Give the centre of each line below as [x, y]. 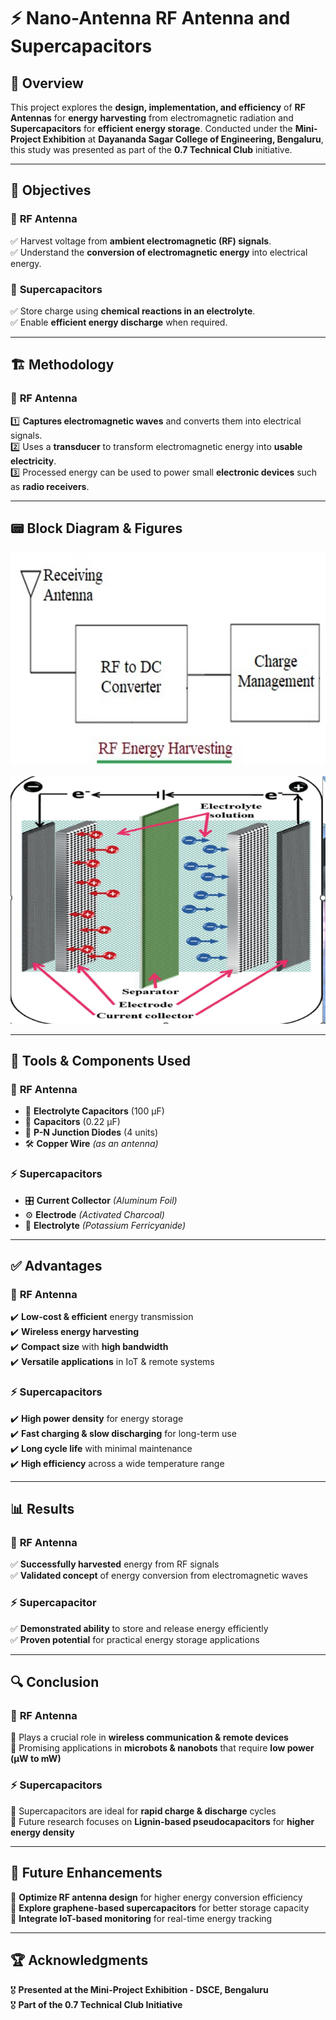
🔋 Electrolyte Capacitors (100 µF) [94, 1111]
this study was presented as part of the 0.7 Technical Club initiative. [151, 149]
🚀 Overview [47, 83]
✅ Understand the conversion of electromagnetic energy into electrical [159, 252]
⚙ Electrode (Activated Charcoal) [94, 1214]
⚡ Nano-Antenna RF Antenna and [150, 18]
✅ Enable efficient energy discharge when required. [119, 322]
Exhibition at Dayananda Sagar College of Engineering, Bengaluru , [183, 139]
